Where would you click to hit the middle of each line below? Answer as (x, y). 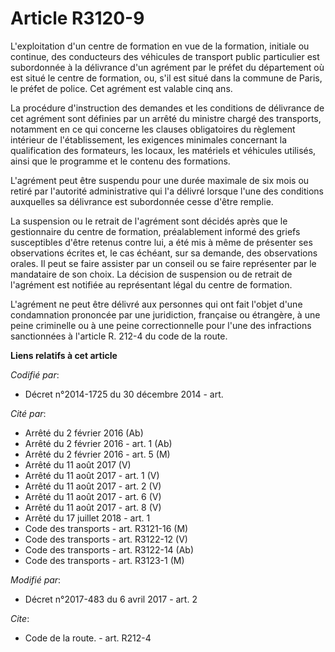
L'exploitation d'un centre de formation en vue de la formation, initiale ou (160, 46)
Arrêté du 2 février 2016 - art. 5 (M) (97, 454)
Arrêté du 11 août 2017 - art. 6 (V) (93, 496)
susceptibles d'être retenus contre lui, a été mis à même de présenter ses (161, 242)
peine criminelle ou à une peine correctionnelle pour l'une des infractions (161, 325)
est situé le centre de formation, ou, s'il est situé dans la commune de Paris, (166, 78)
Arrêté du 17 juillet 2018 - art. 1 (87, 518)
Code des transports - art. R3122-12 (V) (106, 539)
